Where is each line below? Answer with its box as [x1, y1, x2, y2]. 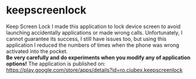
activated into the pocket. [6, 47, 68, 54]
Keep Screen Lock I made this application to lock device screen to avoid [6, 23, 181, 30]
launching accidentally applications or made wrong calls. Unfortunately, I [6, 29, 183, 36]
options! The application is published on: [6, 60, 106, 67]
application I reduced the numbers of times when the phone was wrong [6, 42, 180, 49]
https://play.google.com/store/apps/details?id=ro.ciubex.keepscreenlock [6, 66, 183, 73]
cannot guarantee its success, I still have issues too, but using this [6, 35, 167, 42]
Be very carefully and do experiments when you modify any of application [6, 54, 191, 61]
